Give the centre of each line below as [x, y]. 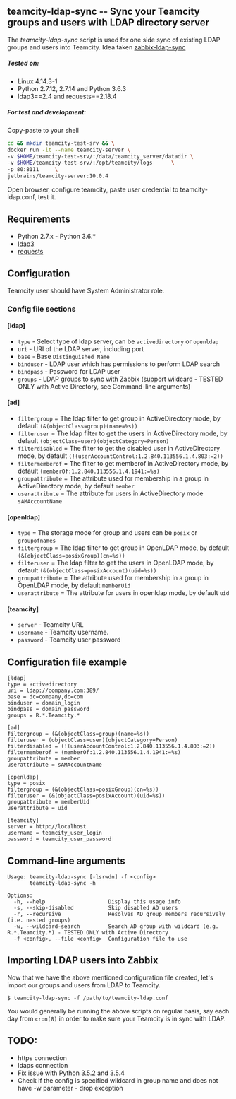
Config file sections [42, 309]
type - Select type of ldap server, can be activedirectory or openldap [118, 341]
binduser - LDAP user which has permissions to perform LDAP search [119, 364]
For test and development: [47, 112]
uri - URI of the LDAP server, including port [81, 348]
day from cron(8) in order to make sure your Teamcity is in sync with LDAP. [117, 1018]
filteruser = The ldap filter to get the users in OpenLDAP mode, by [116, 563]
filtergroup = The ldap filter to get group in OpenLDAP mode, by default [123, 548]
